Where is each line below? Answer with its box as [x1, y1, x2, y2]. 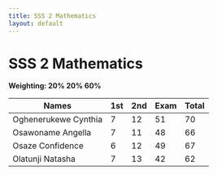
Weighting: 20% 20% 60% [8, 81, 102, 91]
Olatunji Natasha [12, 153, 76, 164]
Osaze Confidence [12, 140, 84, 152]
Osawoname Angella [12, 127, 92, 139]
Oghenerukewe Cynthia [12, 114, 103, 126]
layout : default [8, 19, 63, 28]
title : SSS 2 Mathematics [8, 11, 96, 20]
